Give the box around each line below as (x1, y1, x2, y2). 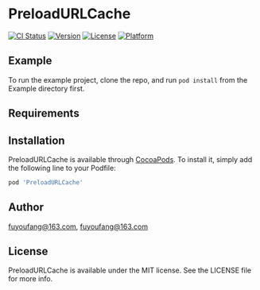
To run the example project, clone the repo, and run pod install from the (8, 75, 248, 84)
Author (8, 200, 44, 215)
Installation (8, 133, 65, 147)
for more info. (8, 274, 53, 284)
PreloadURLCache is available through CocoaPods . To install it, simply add (8, 154, 253, 164)
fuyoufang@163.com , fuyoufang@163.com (8, 222, 149, 231)
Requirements (8, 106, 80, 120)
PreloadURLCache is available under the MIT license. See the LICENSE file (8, 265, 252, 275)
